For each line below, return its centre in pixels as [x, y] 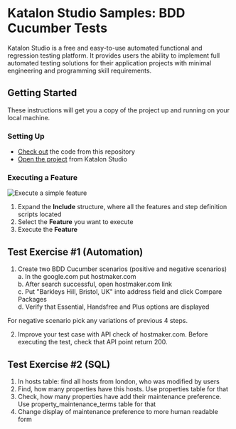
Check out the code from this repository [76, 152]
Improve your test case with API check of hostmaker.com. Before [113, 334]
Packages [32, 300]
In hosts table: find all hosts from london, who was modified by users [119, 381]
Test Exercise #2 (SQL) [59, 364]
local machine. [29, 117]
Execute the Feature [48, 230]
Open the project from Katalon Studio [73, 159]
